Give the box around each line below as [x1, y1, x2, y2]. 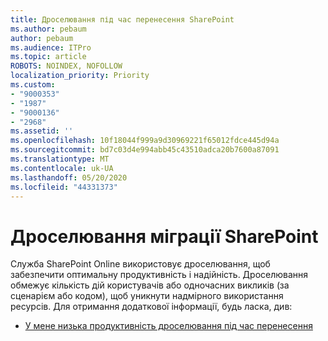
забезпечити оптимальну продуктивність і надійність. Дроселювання [10, 269, 309, 281]
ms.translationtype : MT [10, 154, 110, 164]
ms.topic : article [10, 52, 87, 62]
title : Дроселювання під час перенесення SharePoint [10, 14, 235, 25]
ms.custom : [10, 80, 56, 90]
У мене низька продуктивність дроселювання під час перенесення [24, 320, 313, 332]
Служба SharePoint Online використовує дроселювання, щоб [10, 258, 271, 270]
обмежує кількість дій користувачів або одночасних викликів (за [10, 279, 290, 291]
